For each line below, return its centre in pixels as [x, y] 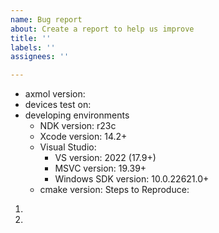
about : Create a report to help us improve [102, 29]
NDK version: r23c [78, 126]
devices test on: [58, 105]
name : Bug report [46, 19]
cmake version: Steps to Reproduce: [114, 190]
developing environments [77, 115]
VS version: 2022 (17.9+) [105, 158]
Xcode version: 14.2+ [83, 137]
